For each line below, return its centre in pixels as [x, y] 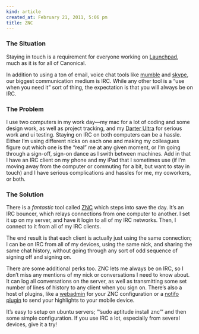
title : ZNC [20, 23]
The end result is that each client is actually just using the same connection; [99, 238]
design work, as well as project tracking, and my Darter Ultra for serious [94, 128]
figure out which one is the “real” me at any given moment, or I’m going [93, 147]
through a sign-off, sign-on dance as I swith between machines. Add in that [99, 153]
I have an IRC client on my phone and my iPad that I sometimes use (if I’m [96, 160]
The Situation [26, 44]
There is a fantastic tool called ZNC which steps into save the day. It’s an [95, 208]
